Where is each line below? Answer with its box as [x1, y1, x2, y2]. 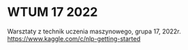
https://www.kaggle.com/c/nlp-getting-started [7, 34, 141, 42]
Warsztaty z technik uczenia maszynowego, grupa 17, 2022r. [7, 27, 181, 35]
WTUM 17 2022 [7, 4, 98, 20]
